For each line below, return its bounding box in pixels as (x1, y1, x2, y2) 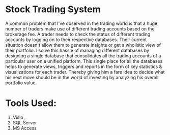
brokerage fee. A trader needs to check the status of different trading (5, 31, 151, 37)
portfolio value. (5, 80, 37, 86)
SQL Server (12, 119, 37, 125)
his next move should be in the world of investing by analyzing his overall (5, 74, 159, 80)
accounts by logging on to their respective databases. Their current (5, 37, 147, 43)
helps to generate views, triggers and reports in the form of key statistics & (5, 63, 162, 70)
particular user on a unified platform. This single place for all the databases (5, 58, 163, 64)
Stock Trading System (5, 4, 101, 15)
